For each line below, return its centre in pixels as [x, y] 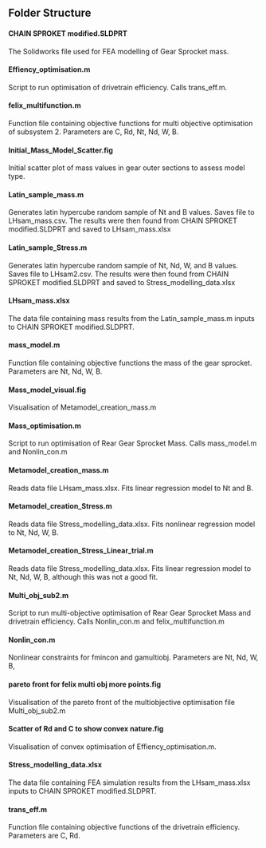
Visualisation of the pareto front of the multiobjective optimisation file [121, 702]
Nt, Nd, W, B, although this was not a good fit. [83, 577]
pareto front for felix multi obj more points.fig [85, 684]
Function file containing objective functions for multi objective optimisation [131, 123]
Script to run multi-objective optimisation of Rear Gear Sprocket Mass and [130, 613]
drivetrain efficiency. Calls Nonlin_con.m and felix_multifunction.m [116, 621]
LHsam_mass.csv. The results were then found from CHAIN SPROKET [123, 221]
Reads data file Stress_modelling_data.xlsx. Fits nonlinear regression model [132, 524]
